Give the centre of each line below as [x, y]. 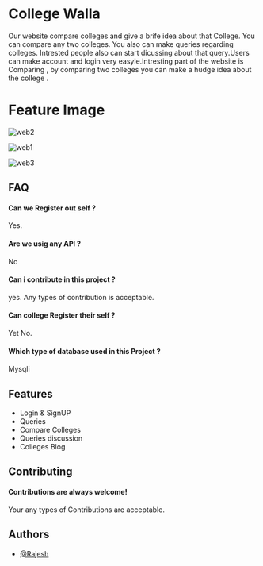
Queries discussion [51, 438]
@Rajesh [34, 553]
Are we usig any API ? [45, 244]
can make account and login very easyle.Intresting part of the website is [126, 61]
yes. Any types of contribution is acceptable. [81, 297]
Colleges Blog [42, 447]
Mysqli [19, 369]
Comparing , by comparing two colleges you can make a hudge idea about [130, 69]
